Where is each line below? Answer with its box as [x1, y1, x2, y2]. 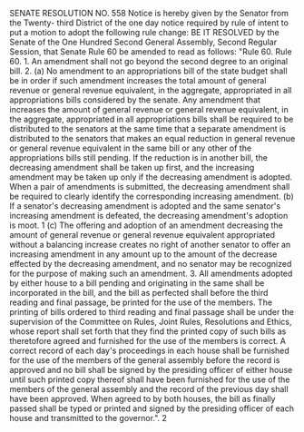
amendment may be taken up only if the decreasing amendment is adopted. [9, 172, 293, 182]
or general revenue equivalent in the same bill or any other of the [9, 142, 252, 153]
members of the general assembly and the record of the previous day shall [9, 384, 289, 394]
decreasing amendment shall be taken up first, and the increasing [9, 162, 255, 172]
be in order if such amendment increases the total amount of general [9, 75, 267, 85]
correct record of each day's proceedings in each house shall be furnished [9, 345, 290, 356]
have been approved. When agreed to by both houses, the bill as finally [9, 394, 276, 404]
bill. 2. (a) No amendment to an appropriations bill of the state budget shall [9, 65, 288, 76]
